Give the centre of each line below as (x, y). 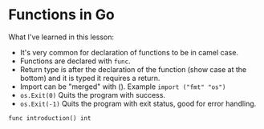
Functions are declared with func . (75, 61)
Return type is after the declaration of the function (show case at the (133, 69)
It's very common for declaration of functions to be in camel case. (129, 52)
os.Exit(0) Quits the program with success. (93, 95)
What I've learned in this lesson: (61, 37)
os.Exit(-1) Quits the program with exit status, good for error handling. (138, 103)
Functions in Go (61, 15)
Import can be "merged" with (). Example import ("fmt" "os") (123, 87)
